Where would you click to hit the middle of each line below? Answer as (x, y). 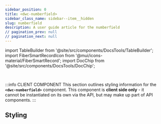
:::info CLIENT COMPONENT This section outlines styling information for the (81, 84)
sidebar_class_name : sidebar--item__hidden (50, 18)
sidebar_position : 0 (26, 9)
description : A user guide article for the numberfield (62, 28)
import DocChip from (83, 61)
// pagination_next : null (31, 37)
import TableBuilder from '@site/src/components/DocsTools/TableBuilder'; (79, 50)
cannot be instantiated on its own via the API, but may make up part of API (79, 94)
